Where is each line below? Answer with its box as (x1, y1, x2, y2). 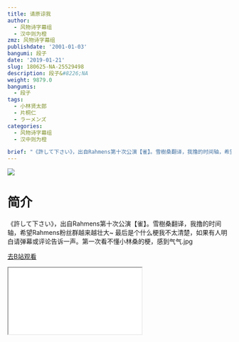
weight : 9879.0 (7, 76, 53, 84)
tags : (7, 96, 23, 104)
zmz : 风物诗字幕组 (7, 37, 55, 44)
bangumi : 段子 (7, 50, 48, 57)
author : (7, 17, 31, 24)
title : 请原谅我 (7, 10, 51, 18)
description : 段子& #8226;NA (7, 70, 89, 77)
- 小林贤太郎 (14, 103, 48, 110)
